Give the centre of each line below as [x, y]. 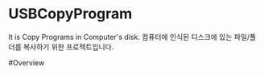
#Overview [27, 62]
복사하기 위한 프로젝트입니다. [68, 47]
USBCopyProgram [70, 14]
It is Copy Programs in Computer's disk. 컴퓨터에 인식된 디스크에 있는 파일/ [129, 37]
